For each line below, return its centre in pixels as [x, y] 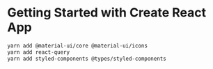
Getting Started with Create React [107, 13]
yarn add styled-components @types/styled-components [87, 59]
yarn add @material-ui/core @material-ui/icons [78, 46]
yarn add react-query [39, 52]
